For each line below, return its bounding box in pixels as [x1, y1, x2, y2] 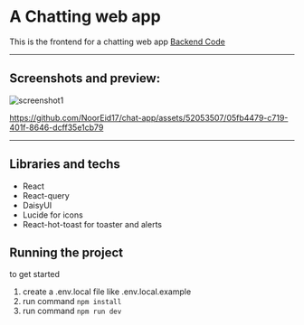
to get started [9, 269, 61, 280]
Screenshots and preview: [9, 70, 161, 87]
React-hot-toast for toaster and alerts [22, 218, 163, 229]
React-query [22, 190, 70, 200]
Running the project [9, 245, 124, 260]
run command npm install [22, 296, 122, 307]
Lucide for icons [22, 209, 83, 220]
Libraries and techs [9, 156, 120, 172]
